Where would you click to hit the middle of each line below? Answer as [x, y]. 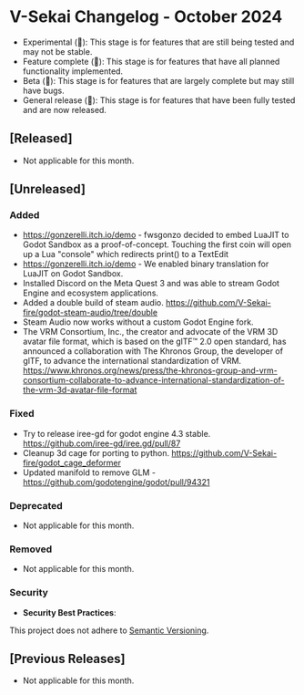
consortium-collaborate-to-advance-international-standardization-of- [153, 380]
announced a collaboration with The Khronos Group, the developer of [153, 351]
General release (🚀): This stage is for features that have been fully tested [159, 100]
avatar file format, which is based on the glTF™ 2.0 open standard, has [154, 342]
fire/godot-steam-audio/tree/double [90, 313]
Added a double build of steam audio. [93, 303]
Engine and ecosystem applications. [91, 293]
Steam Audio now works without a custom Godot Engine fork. [138, 322]
